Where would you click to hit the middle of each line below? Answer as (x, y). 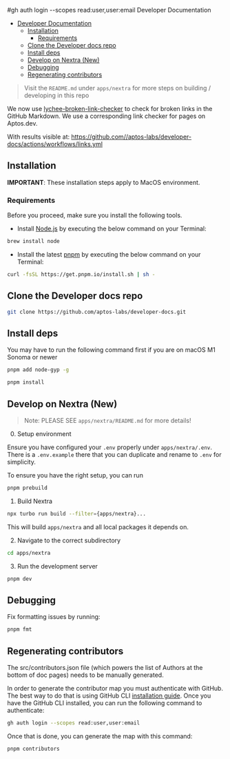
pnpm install (26, 382)
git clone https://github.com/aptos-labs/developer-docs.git (97, 312)
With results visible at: (39, 137)
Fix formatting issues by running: (54, 617)
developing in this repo (56, 95)
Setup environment (44, 433)
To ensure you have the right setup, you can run (75, 475)
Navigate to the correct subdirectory (69, 540)
